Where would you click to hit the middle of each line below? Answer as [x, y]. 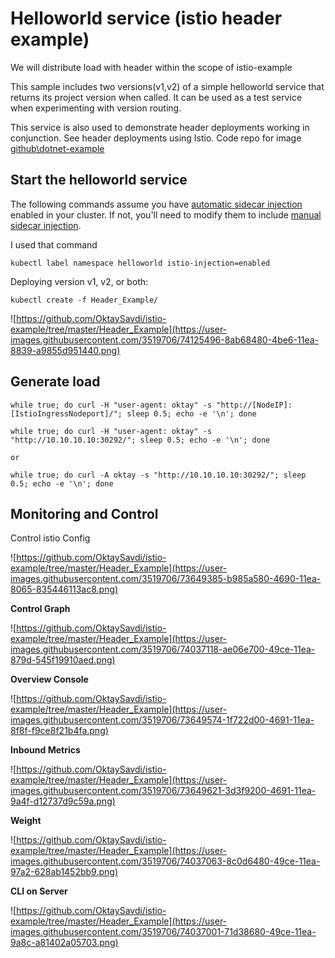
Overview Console [49, 679]
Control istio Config [50, 538]
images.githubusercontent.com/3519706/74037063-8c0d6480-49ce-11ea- [165, 861]
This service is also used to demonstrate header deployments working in [160, 127]
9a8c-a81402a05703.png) [64, 943]
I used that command [54, 244]
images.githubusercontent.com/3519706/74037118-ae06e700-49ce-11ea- [163, 649]
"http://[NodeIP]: [254, 405]
